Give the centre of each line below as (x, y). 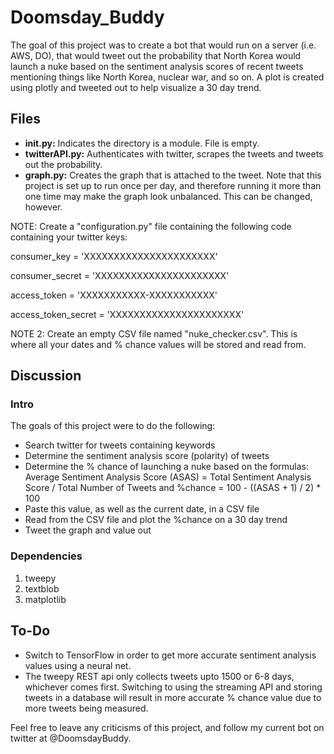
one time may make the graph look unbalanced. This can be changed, (168, 196)
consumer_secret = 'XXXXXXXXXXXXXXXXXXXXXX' (120, 275)
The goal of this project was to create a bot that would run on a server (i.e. (163, 45)
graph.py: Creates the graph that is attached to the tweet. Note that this (173, 175)
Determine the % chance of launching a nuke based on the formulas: (166, 467)
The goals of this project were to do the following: (113, 426)
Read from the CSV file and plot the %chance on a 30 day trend (156, 520)
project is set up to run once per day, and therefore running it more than (173, 185)
